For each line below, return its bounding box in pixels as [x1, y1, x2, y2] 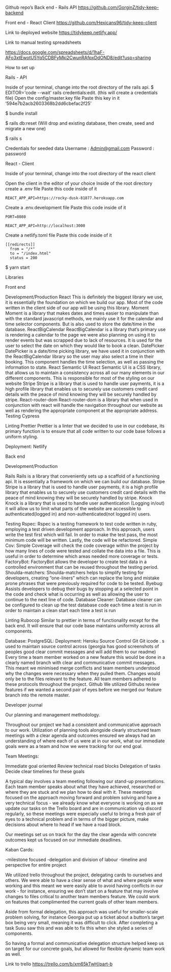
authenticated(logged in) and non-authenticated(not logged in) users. [5, 511, 151, 517]
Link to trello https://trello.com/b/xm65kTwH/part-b [5, 961, 113, 967]
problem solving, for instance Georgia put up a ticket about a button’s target [5, 914, 164, 920]
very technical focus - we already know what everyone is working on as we [5, 800, 164, 806]
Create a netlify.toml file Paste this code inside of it [5, 232, 112, 238]
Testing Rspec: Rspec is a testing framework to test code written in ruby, [5, 521, 158, 526]
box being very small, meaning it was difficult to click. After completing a [5, 920, 158, 926]
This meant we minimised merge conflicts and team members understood [5, 665, 160, 671]
